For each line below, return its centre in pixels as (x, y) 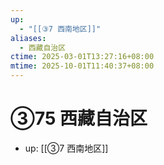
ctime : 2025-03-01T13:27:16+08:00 (82, 57)
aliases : (28, 38)
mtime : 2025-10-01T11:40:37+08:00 (82, 66)
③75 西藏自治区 (79, 118)
